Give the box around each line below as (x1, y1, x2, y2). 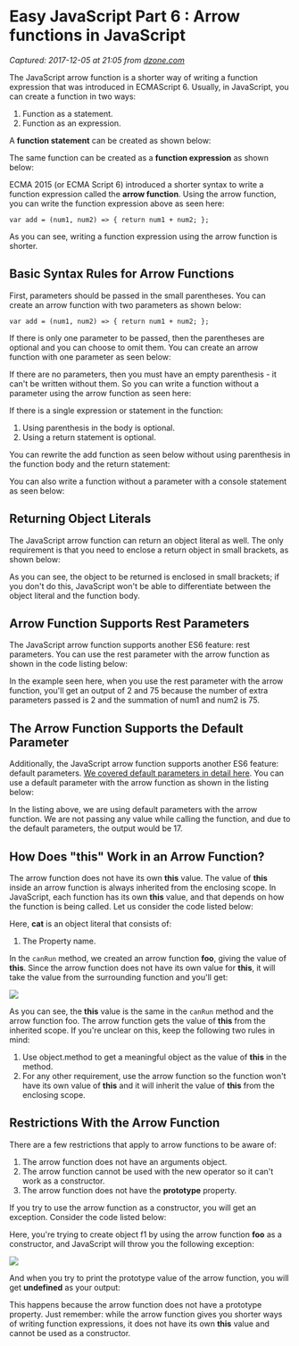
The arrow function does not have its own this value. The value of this (9, 873, 268, 883)
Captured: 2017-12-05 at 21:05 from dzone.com (9, 54, 185, 65)
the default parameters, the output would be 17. (9, 823, 183, 834)
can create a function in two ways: (9, 91, 137, 102)
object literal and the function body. (9, 590, 140, 601)
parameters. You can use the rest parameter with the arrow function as (9, 649, 270, 660)
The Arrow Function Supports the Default (9, 720, 244, 735)
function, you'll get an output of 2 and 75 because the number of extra (9, 685, 269, 696)
